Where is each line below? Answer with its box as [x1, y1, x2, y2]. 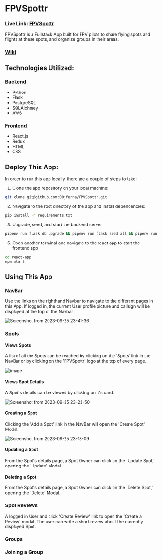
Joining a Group [5, 549, 44, 556]
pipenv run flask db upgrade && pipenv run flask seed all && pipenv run [5, 231, 158, 236]
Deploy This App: [5, 163, 59, 171]
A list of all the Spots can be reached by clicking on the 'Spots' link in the [5, 353, 151, 359]
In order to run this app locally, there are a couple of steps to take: [5, 176, 137, 182]
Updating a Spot [5, 447, 38, 453]
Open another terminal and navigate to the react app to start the [12, 240, 140, 246]
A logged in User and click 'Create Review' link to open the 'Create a [5, 513, 142, 519]
